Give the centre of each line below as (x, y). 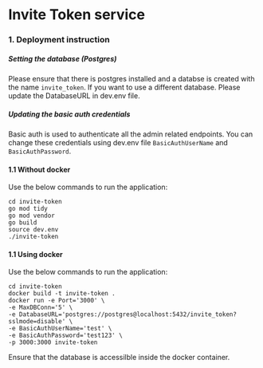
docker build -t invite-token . (62, 294)
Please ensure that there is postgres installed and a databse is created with (131, 79)
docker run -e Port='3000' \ (57, 301)
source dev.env (33, 230)
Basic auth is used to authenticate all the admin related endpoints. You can (131, 134)
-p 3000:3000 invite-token (53, 342)
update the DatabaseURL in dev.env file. (75, 96)
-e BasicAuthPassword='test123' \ (66, 336)
